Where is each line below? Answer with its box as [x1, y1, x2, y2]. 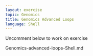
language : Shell [5, 21, 40, 27]
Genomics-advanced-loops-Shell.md [5, 45, 84, 51]
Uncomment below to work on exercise [5, 35, 88, 41]
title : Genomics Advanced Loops [5, 17, 74, 22]
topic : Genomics [5, 12, 40, 17]
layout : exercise [5, 7, 42, 13]
